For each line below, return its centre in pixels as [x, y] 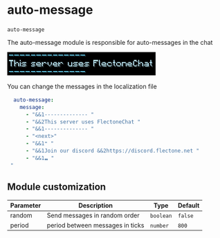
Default [189, 205]
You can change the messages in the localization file [82, 86]
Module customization [56, 187]
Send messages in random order [93, 215]
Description [95, 205]
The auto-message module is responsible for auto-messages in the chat [110, 42]
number [159, 226]
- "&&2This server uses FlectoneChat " [83, 122]
